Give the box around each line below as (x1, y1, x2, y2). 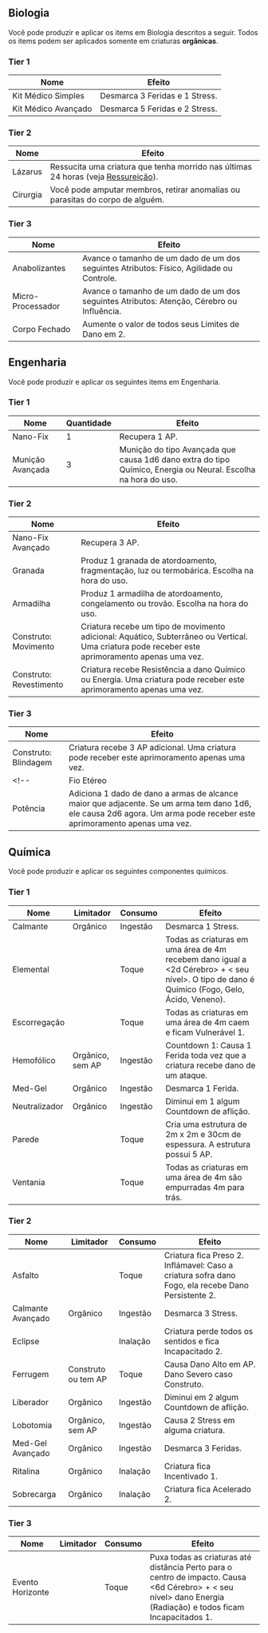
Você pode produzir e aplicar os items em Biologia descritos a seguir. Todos (8, 27, 258, 37)
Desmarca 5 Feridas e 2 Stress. (99, 103, 218, 114)
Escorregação (12, 1016, 65, 1028)
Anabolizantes (12, 262, 66, 273)
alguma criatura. (164, 1424, 226, 1435)
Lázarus (12, 166, 42, 178)
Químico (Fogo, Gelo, (165, 984, 245, 995)
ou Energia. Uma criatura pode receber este (81, 674, 245, 685)
